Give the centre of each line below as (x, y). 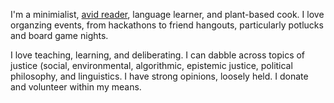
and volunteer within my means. (76, 87)
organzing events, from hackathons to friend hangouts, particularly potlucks (167, 25)
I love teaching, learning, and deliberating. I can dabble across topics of (158, 55)
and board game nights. (59, 35)
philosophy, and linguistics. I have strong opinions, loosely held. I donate (159, 76)
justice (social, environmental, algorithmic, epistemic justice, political (151, 65)
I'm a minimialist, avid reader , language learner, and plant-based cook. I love (167, 14)
